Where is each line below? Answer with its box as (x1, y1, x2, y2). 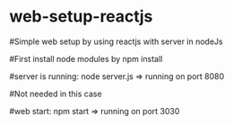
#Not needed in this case (9, 88, 102, 99)
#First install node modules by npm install (9, 53, 163, 64)
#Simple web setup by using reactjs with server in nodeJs (9, 36, 223, 47)
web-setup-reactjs (9, 6, 153, 27)
